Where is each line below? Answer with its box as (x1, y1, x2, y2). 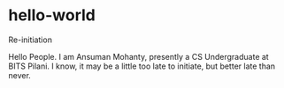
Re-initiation (8, 34, 52, 45)
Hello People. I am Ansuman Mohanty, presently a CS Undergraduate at (8, 51, 269, 62)
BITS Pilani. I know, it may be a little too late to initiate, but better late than (8, 61, 276, 71)
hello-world (8, 5, 96, 26)
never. (8, 70, 32, 80)
